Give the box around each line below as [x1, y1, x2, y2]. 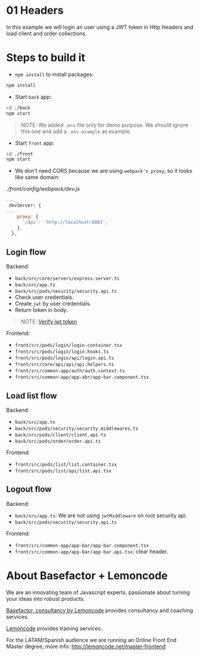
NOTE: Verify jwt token [20, 318, 77, 325]
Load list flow [6, 391, 57, 401]
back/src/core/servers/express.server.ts [14, 275, 120, 282]
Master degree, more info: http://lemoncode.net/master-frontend [6, 643, 166, 650]
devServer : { [8, 202, 42, 209]
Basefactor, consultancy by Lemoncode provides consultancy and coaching [6, 607, 193, 614]
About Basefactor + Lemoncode [6, 569, 168, 582]
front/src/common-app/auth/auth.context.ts [14, 368, 125, 374]
